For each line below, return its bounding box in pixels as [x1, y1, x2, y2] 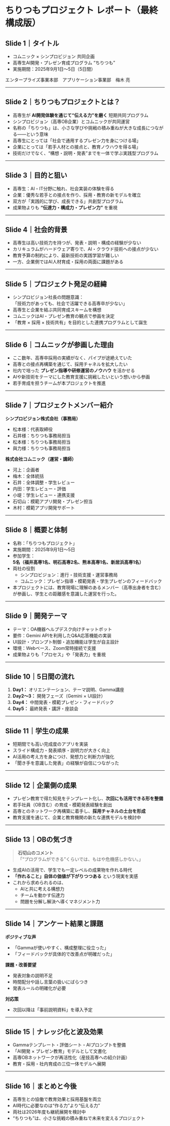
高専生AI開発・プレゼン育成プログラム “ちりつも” [12, 60, 115, 66]
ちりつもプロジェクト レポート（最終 [5, 5, 158, 16]
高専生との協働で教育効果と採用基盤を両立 [12, 1096, 102, 1102]
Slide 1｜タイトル [5, 39, 59, 48]
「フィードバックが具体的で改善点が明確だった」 [12, 951, 115, 957]
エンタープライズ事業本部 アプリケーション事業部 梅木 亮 [5, 77, 131, 82]
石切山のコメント [17, 850, 54, 856]
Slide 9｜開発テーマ [5, 612, 67, 620]
